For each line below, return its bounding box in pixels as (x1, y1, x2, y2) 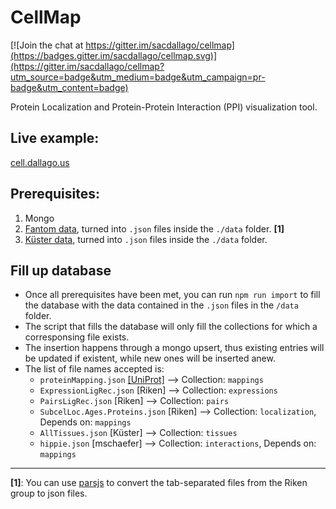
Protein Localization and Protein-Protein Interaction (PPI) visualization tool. (10, 101, 318, 113)
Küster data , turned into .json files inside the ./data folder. (24, 233, 268, 245)
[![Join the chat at (10, 39, 84, 51)
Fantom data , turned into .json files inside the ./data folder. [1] (24, 222, 285, 235)
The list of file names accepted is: (24, 363, 165, 375)
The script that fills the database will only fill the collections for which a (24, 321, 318, 333)
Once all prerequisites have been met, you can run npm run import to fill (24, 289, 321, 301)
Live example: (10, 130, 100, 147)
